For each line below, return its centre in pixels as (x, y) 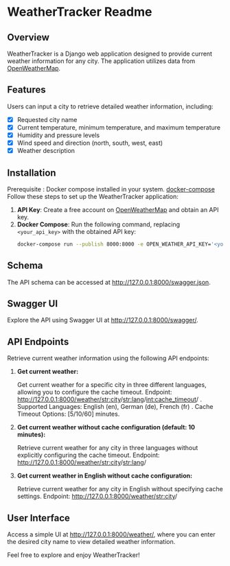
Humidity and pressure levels (58, 135)
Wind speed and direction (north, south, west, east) (90, 143)
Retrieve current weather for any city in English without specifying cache (120, 489)
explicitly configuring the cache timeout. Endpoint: (88, 455)
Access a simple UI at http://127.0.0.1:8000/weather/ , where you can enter (111, 534)
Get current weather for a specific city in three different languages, (112, 385)
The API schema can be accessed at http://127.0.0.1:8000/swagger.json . (109, 282)
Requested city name (47, 119)
